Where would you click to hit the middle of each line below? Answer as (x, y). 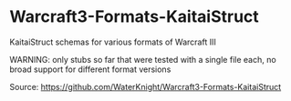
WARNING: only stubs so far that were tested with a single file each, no (143, 59)
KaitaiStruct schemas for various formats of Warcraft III (113, 42)
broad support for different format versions (90, 69)
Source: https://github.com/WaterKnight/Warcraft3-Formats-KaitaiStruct (145, 86)
